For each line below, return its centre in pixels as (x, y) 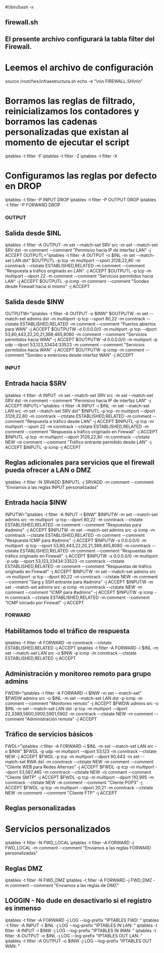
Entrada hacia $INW (36, 503)
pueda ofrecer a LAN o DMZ (48, 470)
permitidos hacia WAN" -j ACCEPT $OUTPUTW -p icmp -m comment (75, 350)
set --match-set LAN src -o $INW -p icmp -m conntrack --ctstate (71, 653)
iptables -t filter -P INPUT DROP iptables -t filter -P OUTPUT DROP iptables (81, 199)
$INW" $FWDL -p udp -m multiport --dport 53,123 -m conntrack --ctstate (83, 751)
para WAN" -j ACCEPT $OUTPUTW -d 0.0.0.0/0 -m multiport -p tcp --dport (81, 329)
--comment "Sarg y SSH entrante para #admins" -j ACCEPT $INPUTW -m (79, 582)
